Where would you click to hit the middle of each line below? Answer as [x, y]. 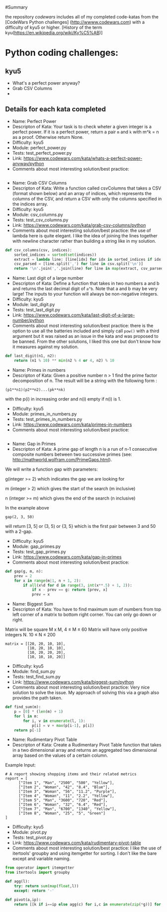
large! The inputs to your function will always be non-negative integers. [85, 294]
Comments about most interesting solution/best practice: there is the [83, 326]
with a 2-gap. [19, 531]
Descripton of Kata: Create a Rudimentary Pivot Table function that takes [87, 745]
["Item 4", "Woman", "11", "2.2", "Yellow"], [66, 796]
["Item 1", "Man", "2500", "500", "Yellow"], [66, 783]
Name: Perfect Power [34, 121]
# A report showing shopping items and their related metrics [71, 774]
